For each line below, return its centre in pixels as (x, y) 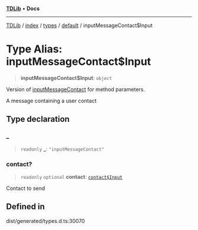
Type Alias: (34, 49)
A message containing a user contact (51, 101)
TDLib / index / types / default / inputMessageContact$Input (80, 25)
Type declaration (38, 119)
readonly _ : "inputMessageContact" (62, 149)
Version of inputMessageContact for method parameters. (76, 89)
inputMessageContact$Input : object (66, 78)
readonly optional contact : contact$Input (71, 176)
